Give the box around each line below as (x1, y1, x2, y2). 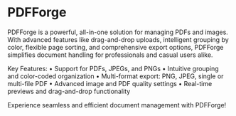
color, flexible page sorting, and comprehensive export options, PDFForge (7, 43, 224, 51)
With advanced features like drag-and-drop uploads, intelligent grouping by (7, 35, 229, 43)
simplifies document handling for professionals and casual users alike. (7, 51, 213, 59)
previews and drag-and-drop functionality (7, 87, 131, 95)
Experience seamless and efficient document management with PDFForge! (7, 100, 227, 109)
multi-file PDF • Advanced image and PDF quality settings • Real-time (7, 79, 213, 88)
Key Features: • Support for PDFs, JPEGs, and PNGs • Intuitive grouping (7, 64, 219, 73)
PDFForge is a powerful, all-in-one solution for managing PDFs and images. (7, 28, 229, 36)
